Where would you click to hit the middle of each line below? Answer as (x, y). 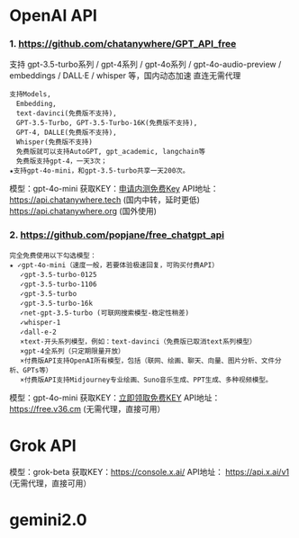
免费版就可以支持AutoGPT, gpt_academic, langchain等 (110, 152)
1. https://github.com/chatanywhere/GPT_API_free (123, 44)
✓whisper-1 (41, 322)
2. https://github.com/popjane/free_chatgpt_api (117, 235)
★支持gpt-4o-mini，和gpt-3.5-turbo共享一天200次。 (100, 171)
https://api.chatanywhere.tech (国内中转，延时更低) (105, 200)
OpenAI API (53, 16)
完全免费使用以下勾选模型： (53, 256)
